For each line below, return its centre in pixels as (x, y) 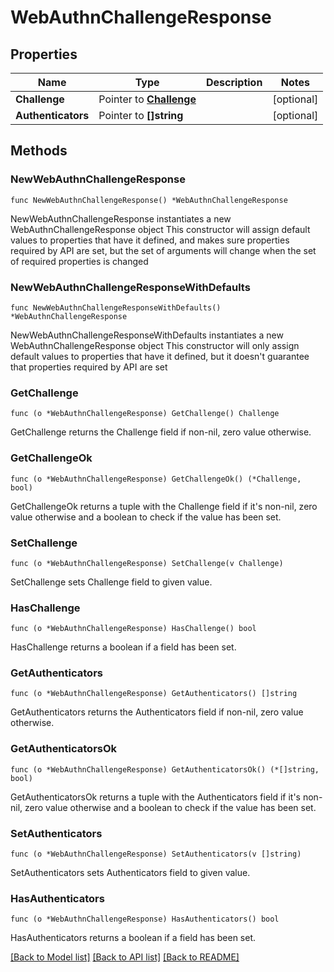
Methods (39, 151)
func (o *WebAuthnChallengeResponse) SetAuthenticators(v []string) (156, 854)
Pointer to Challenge (147, 99)
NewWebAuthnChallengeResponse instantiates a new (121, 218)
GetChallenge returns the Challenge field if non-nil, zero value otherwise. (161, 432)
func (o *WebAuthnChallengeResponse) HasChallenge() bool (133, 629)
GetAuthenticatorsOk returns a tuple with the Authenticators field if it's (156, 797)
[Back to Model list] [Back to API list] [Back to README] (125, 957)
